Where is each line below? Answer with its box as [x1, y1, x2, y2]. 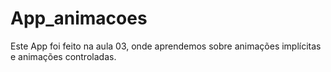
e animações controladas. [10, 50, 117, 62]
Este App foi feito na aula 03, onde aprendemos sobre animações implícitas [10, 40, 322, 52]
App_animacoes [10, 7, 148, 30]
